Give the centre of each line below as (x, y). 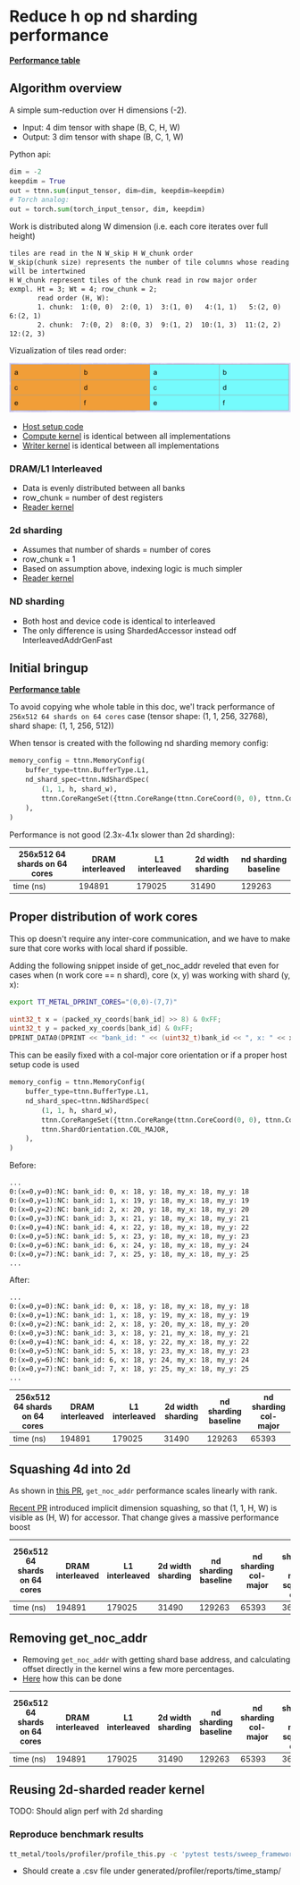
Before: (23, 1166)
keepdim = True (37, 181)
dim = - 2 (25, 172)
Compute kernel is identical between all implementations (126, 436)
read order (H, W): (73, 298)
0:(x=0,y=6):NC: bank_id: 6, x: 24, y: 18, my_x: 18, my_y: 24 (129, 1245)
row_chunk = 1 (49, 559)
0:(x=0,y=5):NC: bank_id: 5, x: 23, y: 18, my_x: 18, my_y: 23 (129, 1236)
